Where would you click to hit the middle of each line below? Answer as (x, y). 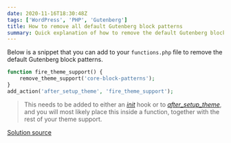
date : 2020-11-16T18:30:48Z (47, 13)
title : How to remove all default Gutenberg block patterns (95, 26)
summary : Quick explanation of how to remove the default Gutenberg (107, 33)
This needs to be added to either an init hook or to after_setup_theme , (123, 104)
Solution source (29, 132)
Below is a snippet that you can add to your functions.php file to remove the (115, 52)
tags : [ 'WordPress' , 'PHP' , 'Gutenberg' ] (67, 20)
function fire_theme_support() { (55, 72)
